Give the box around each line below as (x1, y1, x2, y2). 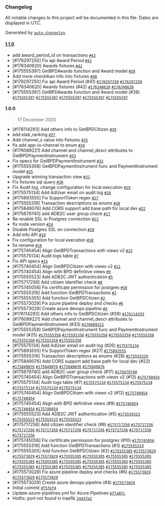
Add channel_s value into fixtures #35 (12, 136, 88, 142)
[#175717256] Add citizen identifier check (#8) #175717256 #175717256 (12, 421, 153, 427)
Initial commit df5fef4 (12, 485, 57, 491)
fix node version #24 (12, 221, 53, 227)
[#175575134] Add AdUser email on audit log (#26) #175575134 (12, 342, 139, 348)
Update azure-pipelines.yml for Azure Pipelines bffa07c (12, 490, 125, 496)
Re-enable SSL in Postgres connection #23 (12, 216, 99, 222)
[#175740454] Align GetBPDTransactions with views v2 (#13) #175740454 (12, 374, 160, 380)
